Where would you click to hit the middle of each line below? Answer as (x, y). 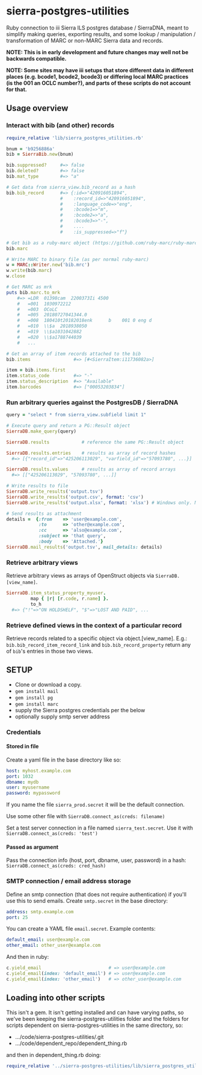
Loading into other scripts (56, 998)
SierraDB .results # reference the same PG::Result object (95, 442)
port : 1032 (20, 776)
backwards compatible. (37, 58)
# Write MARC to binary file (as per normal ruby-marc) (78, 259)
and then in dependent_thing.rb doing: (54, 1055)
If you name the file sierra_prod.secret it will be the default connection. (96, 805)
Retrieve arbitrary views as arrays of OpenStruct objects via (80, 576)
